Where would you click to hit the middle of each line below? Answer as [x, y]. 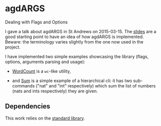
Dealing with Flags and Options [36, 22]
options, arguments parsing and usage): [45, 62]
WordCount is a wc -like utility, [41, 71]
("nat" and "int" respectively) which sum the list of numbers [96, 85]
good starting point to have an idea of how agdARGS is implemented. [74, 37]
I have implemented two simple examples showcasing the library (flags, [77, 56]
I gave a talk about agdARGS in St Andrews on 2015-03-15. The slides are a [81, 31]
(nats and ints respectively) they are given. [55, 91]
